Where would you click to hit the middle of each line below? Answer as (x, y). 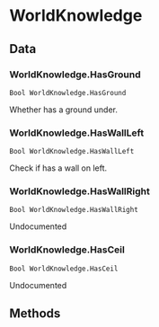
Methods (35, 314)
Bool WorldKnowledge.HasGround (68, 93)
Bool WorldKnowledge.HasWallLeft (72, 152)
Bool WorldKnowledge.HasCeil (64, 269)
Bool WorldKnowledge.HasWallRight (74, 210)
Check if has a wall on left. (58, 168)
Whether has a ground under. (64, 110)
